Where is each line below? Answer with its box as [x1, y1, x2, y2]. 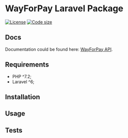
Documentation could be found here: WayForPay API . [5, 46, 113, 52]
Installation [5, 92, 40, 101]
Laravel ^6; [12, 79, 35, 85]
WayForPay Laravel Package [5, 3, 124, 14]
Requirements [5, 61, 49, 69]
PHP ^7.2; [12, 73, 32, 79]
